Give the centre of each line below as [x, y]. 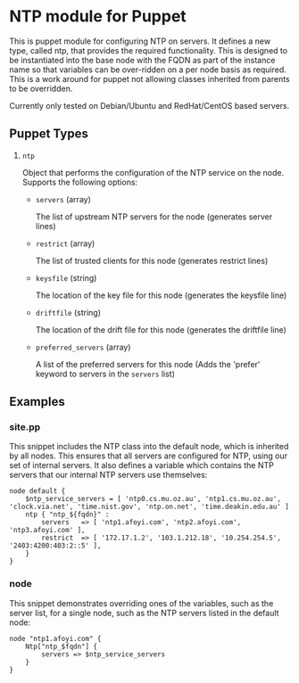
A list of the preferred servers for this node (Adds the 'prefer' [148, 364]
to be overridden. [41, 88]
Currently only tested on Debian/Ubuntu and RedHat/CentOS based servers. [149, 105]
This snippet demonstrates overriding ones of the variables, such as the [141, 603]
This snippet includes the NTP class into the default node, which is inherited [149, 447]
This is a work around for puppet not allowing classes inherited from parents [149, 78]
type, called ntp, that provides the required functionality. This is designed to [149, 50]
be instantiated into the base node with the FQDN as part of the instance [142, 60]
